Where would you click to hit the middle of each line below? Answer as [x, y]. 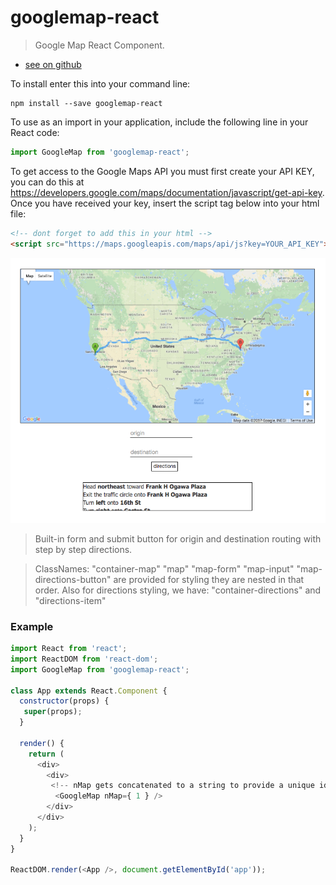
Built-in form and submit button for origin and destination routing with [178, 538]
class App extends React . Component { [89, 691]
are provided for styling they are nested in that [209, 579]
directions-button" [73, 579]
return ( [46, 754]
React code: [35, 132]
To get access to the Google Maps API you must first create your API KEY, [162, 171]
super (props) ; [53, 712]
